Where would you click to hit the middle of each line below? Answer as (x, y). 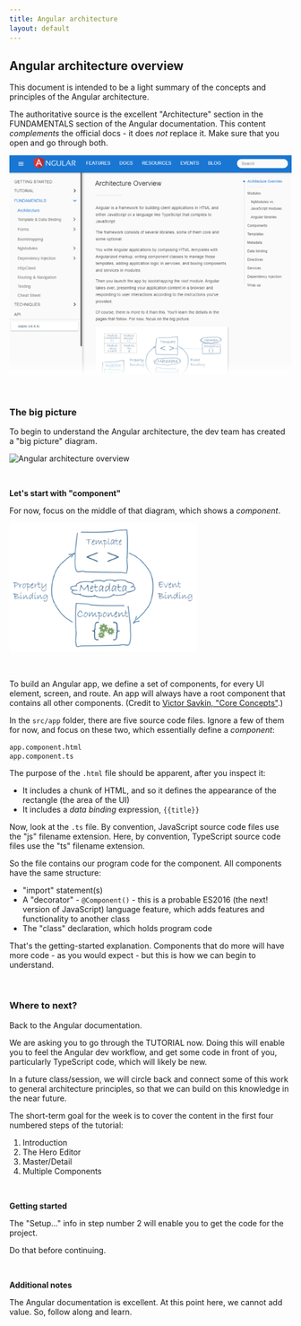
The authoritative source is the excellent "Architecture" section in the (137, 114)
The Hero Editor (52, 1152)
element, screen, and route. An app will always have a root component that (147, 694)
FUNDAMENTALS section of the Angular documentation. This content (138, 124)
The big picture (43, 412)
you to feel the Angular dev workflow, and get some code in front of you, (143, 1052)
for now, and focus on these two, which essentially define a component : (142, 730)
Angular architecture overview (96, 66)
